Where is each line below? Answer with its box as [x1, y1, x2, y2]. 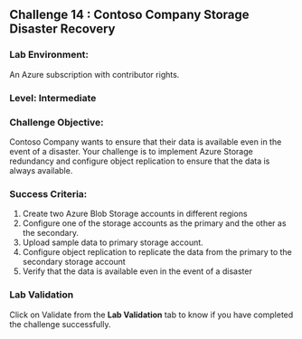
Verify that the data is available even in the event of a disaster [22, 266, 253, 277]
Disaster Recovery [9, 22, 116, 37]
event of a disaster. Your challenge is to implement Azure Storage [9, 146, 253, 156]
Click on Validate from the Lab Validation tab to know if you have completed [9, 309, 294, 320]
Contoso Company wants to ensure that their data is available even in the [9, 136, 282, 147]
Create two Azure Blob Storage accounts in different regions [22, 208, 248, 220]
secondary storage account [22, 257, 127, 268]
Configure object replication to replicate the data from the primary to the [22, 247, 292, 258]
